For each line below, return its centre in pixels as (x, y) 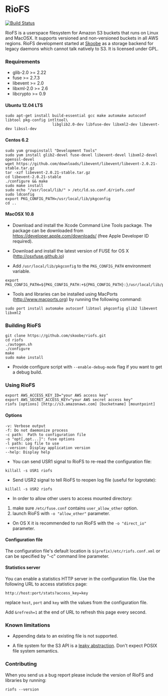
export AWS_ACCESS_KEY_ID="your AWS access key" (57, 395)
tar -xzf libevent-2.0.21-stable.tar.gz (48, 172)
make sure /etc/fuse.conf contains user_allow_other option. (75, 508)
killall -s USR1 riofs (29, 470)
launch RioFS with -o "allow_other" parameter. (61, 513)
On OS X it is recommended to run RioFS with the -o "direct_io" (79, 523)
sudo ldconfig (20, 194)
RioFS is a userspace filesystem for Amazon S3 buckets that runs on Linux (82, 32)
